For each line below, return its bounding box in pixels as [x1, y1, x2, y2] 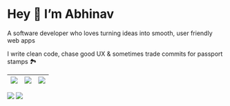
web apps [7, 36, 36, 44]
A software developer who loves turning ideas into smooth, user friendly [7, 29, 213, 37]
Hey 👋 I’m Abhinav [7, 6, 115, 22]
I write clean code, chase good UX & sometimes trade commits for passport [7, 50, 223, 58]
